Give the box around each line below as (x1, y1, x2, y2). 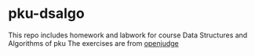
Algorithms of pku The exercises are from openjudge (8, 38, 179, 47)
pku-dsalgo (8, 5, 85, 23)
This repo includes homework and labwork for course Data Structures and (8, 30, 248, 40)
